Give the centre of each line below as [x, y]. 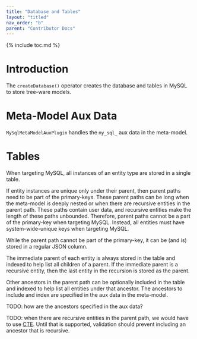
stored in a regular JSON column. [47, 247]
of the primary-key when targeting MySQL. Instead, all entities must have [96, 222]
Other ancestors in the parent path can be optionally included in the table [96, 282]
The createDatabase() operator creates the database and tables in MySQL [97, 86]
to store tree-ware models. [39, 92]
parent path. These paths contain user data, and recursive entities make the [99, 210]
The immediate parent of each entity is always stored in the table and [91, 258]
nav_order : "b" [25, 23]
